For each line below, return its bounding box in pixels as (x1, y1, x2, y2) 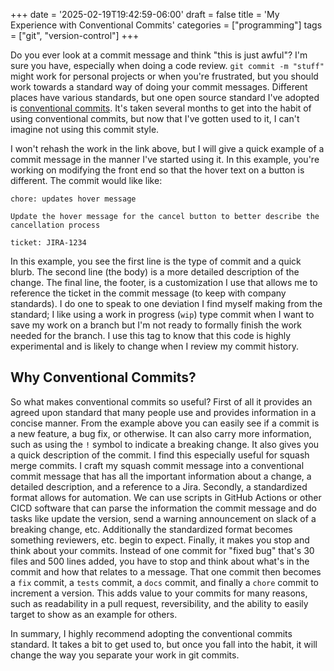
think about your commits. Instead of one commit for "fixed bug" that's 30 (10, 544, 315, 556)
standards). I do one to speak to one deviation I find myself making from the (10, 298, 323, 309)
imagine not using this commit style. (10, 124, 160, 135)
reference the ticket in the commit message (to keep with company (10, 287, 287, 299)
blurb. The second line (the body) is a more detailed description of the (10, 266, 300, 278)
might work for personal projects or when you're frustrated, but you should (10, 70, 319, 82)
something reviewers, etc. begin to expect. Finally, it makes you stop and (10, 534, 310, 546)
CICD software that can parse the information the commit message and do (10, 502, 317, 514)
